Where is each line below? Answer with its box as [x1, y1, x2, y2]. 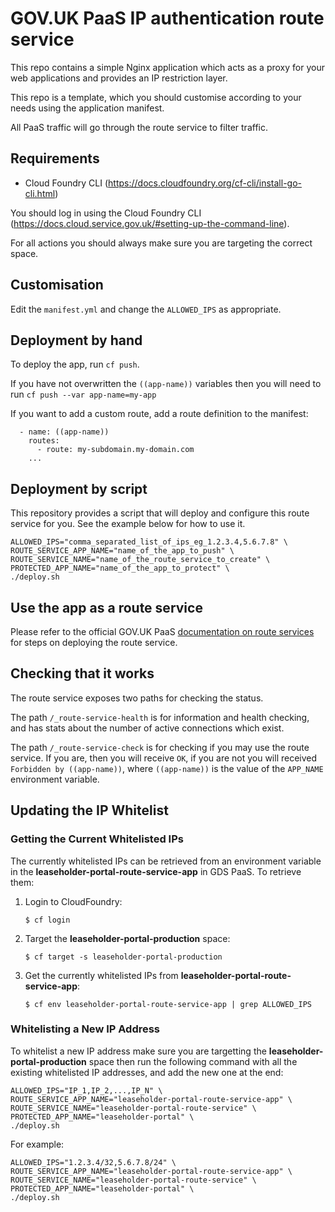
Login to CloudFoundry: [24, 895, 123, 907]
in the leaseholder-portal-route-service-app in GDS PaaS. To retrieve [10, 865, 302, 877]
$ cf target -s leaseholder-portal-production [24, 952, 223, 962]
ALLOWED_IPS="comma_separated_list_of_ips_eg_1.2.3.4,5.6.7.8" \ [10, 537, 288, 547]
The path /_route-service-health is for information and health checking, [10, 711, 310, 723]
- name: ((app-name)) [19, 427, 110, 437]
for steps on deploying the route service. [10, 637, 178, 648]
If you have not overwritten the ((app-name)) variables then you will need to [10, 378, 322, 390]
